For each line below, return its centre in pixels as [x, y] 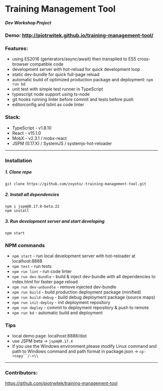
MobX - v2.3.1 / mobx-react [39, 138]
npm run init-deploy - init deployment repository [61, 302]
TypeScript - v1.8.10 [32, 128]
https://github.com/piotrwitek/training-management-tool [61, 383]
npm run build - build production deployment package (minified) [77, 292]
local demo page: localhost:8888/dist [49, 336]
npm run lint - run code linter [42, 271]
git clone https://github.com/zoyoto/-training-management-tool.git [76, 184]
